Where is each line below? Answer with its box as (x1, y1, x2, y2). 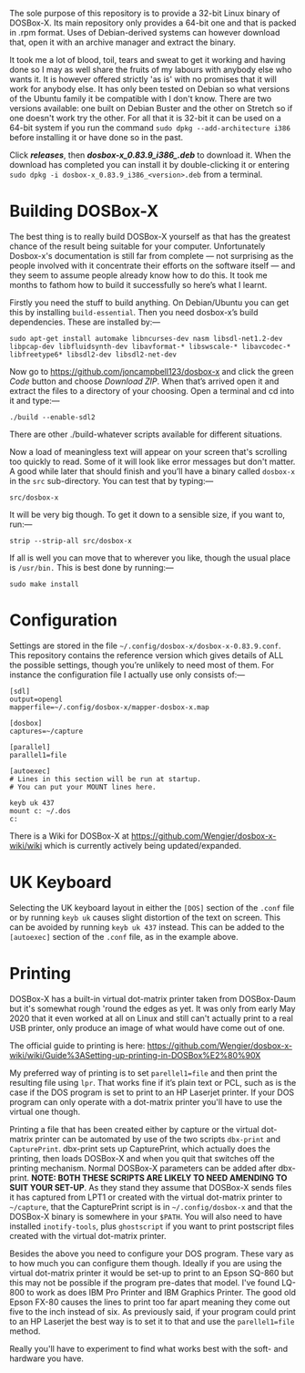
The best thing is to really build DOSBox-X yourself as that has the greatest (9, 231, 291, 242)
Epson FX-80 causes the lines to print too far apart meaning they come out (9, 1296, 290, 1307)
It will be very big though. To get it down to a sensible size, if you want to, (9, 509, 285, 520)
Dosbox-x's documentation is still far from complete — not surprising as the (9, 250, 294, 261)
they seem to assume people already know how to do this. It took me (9, 269, 268, 281)
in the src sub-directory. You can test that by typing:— (9, 475, 214, 486)
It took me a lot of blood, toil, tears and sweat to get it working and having (9, 55, 286, 65)
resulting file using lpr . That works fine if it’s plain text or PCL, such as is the (9, 1077, 297, 1088)
